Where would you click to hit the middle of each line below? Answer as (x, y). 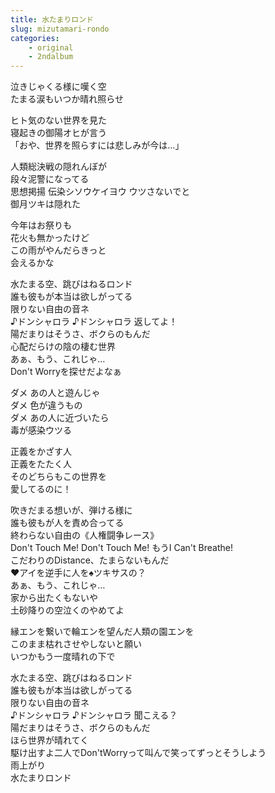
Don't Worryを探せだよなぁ (66, 372)
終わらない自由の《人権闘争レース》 (85, 535)
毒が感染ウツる (41, 430)
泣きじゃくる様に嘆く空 (58, 87)
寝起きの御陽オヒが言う (58, 133)
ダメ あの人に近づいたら (60, 418)
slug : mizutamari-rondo (60, 29)
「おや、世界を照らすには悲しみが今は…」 (97, 145)
